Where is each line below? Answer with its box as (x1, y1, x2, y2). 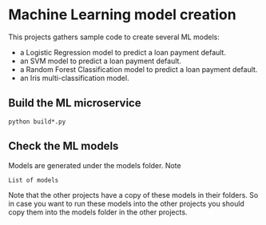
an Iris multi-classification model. (19, 73, 129, 82)
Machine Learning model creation (8, 6, 237, 24)
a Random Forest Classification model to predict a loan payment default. (19, 64, 258, 74)
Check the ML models (8, 139, 119, 153)
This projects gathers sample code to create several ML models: (8, 32, 220, 42)
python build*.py (8, 118, 66, 126)
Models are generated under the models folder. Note (8, 160, 181, 170)
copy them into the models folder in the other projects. (8, 207, 188, 217)
